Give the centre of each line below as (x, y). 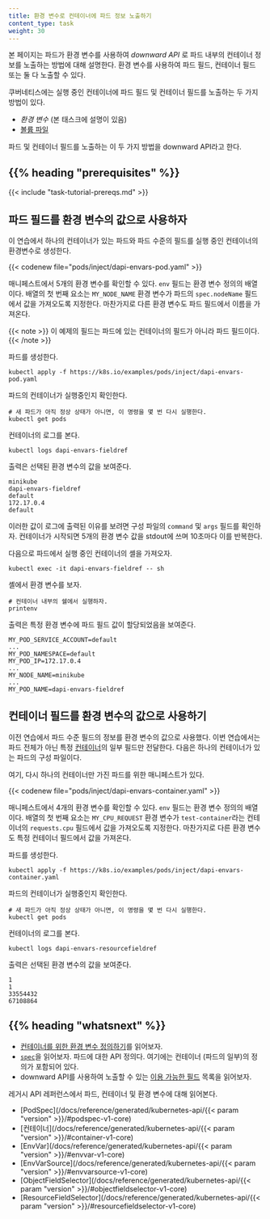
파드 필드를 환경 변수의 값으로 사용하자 (98, 219)
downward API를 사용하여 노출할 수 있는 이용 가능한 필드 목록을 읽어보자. (136, 1077)
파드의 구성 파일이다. (49, 757)
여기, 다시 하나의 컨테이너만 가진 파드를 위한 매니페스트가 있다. (106, 774)
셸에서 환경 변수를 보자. (45, 584)
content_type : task (41, 23)
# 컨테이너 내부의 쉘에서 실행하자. (58, 601)
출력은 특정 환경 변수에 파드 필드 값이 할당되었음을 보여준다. (102, 624)
